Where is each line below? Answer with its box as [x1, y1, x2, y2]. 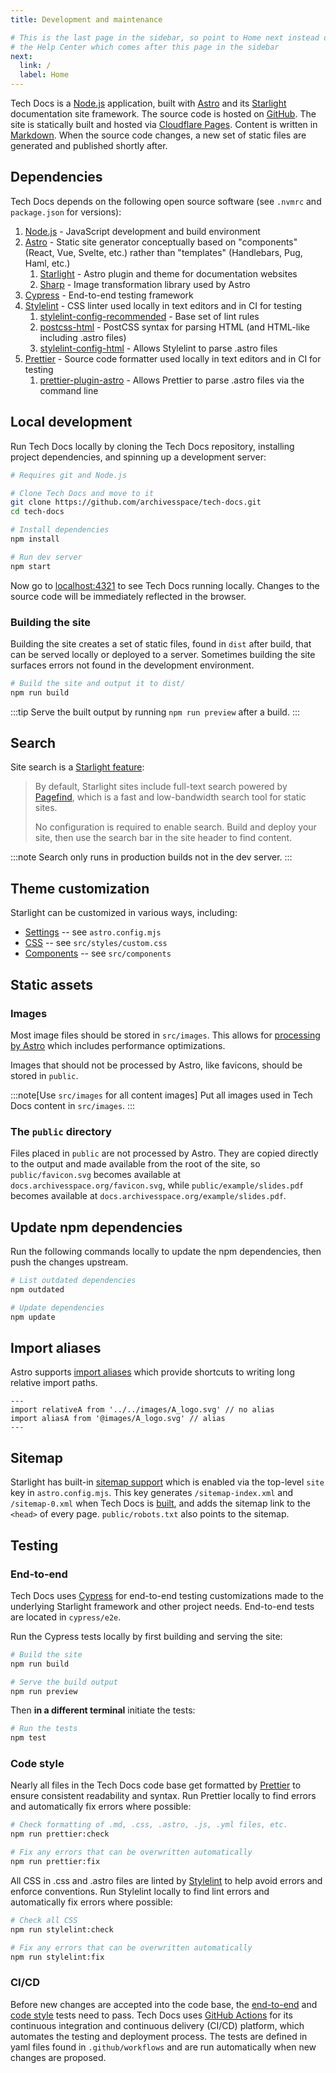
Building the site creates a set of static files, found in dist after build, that [10, 637, 312, 650]
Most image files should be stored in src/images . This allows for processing [10, 1029, 321, 1041]
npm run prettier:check [10, 1829, 110, 1840]
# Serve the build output [10, 1677, 118, 1687]
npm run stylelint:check [10, 1924, 114, 1935]
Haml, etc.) [24, 257, 71, 269]
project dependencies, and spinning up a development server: [10, 451, 267, 463]
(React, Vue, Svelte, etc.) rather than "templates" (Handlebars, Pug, [24, 246, 303, 258]
